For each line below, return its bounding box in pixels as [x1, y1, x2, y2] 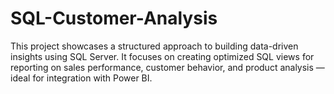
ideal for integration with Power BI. [10, 72, 153, 84]
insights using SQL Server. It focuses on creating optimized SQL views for [10, 50, 315, 62]
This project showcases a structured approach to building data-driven [10, 40, 299, 52]
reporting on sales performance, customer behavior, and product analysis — [10, 61, 325, 73]
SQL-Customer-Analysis [10, 7, 218, 30]
